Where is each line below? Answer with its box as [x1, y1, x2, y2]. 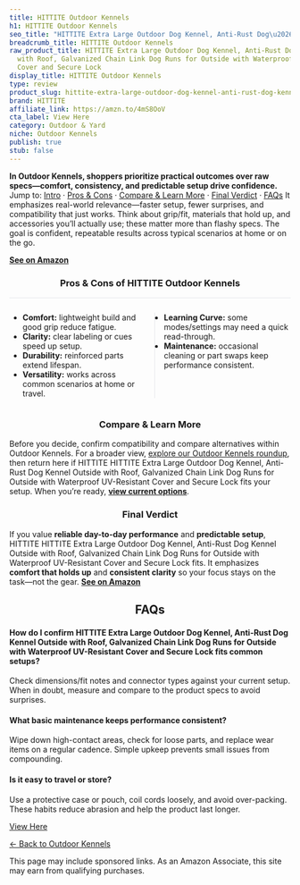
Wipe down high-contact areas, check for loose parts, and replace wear [9, 735, 274, 746]
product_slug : [9, 88, 62, 97]
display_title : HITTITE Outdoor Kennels [9, 72, 162, 80]
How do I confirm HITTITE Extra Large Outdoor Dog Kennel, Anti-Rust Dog [9, 627, 288, 637]
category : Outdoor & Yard [9, 122, 105, 131]
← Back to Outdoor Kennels [9, 838, 112, 849]
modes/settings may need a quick [163, 321, 288, 332]
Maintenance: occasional [163, 341, 259, 351]
